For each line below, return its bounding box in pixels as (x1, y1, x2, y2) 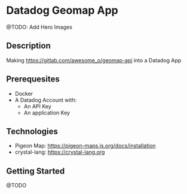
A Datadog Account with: (14, 96, 77, 104)
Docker (14, 90, 33, 97)
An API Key (23, 102, 52, 110)
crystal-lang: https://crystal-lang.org (14, 148, 105, 156)
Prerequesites (6, 74, 60, 84)
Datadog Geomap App (6, 4, 118, 17)
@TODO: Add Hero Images (6, 23, 73, 31)
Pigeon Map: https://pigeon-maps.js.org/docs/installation (14, 142, 157, 150)
